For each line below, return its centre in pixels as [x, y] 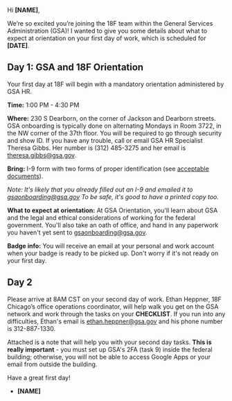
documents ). [25, 176]
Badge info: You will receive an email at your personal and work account [111, 246]
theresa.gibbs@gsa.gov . [42, 155]
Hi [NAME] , [24, 10]
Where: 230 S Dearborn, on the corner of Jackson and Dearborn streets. [111, 118]
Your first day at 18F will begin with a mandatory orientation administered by [116, 84]
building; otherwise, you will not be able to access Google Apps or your [109, 357]
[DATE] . [18, 45]
